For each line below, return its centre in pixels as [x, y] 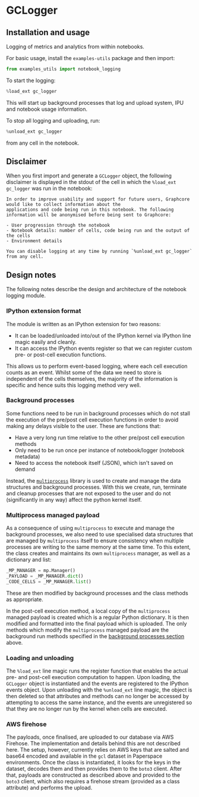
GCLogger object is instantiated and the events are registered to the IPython [97, 684]
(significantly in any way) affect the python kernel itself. [74, 499]
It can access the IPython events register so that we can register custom [103, 348]
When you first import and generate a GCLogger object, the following [89, 176]
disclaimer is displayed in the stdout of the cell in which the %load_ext [91, 182]
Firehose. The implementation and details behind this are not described [94, 743]
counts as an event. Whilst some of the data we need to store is [84, 372]
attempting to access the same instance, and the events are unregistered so [99, 702]
